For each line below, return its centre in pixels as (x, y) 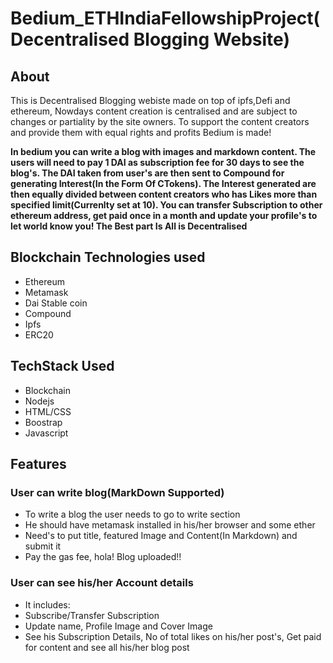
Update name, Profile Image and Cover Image (118, 626)
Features (38, 464)
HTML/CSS (48, 411)
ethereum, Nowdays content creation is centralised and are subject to (154, 111)
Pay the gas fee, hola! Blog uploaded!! (103, 557)
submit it (43, 546)
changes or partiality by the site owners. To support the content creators (160, 121)
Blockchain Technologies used (108, 257)
